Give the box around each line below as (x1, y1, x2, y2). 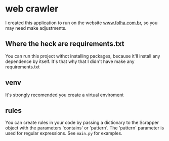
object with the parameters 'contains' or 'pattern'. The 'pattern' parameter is (5, 125, 164, 131)
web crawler (5, 3, 59, 15)
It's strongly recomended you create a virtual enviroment (5, 92, 124, 98)
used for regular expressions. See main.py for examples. (5, 130, 122, 136)
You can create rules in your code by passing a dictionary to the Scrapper (5, 119, 159, 126)
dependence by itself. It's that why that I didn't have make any (5, 58, 135, 64)
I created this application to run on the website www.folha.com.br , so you (5, 20, 158, 26)
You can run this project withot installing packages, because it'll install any (5, 53, 160, 59)
